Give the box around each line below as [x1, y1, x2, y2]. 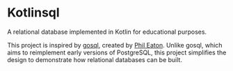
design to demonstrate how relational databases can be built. [7, 55, 183, 63]
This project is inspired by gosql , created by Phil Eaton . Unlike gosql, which [7, 41, 223, 49]
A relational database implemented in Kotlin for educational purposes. [7, 28, 207, 36]
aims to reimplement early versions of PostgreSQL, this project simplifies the [7, 48, 227, 57]
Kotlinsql [7, 5, 61, 21]
